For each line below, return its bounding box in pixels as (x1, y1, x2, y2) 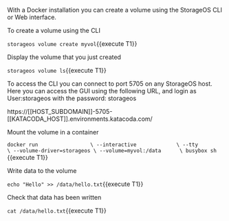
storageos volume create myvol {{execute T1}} (7, 40, 138, 47)
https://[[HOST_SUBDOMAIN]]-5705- (7, 108, 113, 115)
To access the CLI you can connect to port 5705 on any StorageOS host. (7, 80, 213, 88)
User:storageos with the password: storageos (7, 94, 137, 102)
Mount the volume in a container (7, 128, 99, 136)
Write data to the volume (7, 167, 77, 174)
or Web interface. (7, 13, 57, 21)
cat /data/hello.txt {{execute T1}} (7, 207, 107, 215)
